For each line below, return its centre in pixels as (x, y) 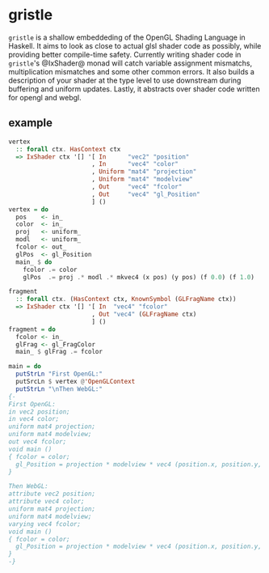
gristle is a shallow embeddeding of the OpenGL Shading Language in (127, 37)
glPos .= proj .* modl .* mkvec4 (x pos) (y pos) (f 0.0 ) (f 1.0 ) (139, 277)
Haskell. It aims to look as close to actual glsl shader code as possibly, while (135, 45)
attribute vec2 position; (52, 494)
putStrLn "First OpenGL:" (59, 374)
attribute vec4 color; (46, 502)
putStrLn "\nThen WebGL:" (59, 389)
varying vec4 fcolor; (45, 524)
